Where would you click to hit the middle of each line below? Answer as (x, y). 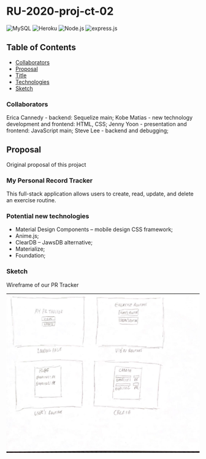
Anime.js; (27, 236)
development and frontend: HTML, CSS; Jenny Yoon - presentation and (97, 124)
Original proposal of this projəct (46, 164)
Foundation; (30, 256)
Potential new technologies (48, 216)
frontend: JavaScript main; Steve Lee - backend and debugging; (87, 131)
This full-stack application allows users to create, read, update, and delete (100, 194)
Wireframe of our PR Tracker (43, 285)
